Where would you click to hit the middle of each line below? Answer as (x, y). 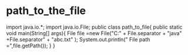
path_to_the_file (46, 11)
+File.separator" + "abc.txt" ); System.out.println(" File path (78, 39)
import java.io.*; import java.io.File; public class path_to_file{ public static (95, 27)
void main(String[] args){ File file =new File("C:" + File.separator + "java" (94, 33)
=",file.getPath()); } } (31, 46)
